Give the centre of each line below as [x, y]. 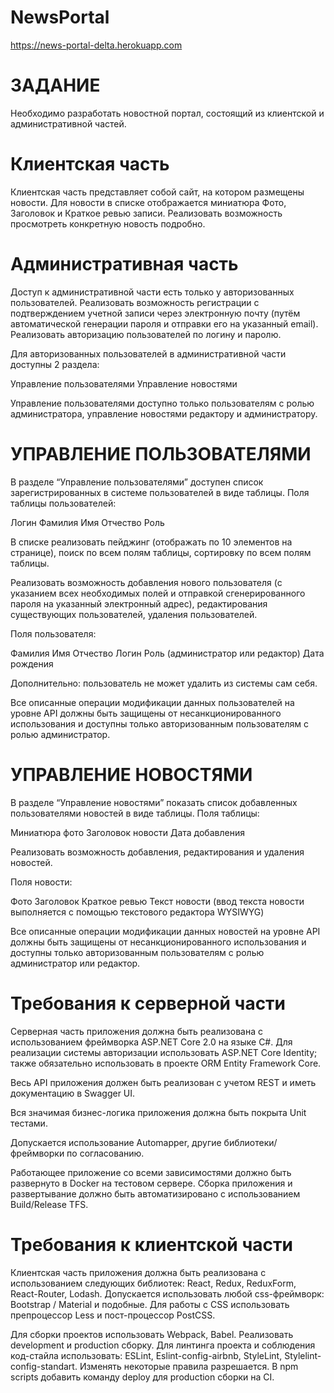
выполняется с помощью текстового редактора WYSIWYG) [137, 912]
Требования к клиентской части [151, 1244]
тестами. [29, 1123]
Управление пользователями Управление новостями [124, 383]
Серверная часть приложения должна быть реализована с [136, 1031]
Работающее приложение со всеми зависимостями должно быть [151, 1172]
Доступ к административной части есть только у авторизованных [152, 292]
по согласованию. [105, 1153]
